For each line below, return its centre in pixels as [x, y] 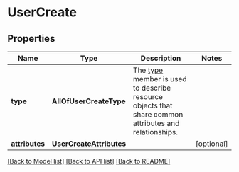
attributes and [156, 123]
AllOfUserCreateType [89, 101]
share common [158, 114]
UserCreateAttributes [89, 144]
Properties [31, 39]
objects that [153, 105]
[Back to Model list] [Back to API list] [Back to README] [89, 161]
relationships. [155, 132]
